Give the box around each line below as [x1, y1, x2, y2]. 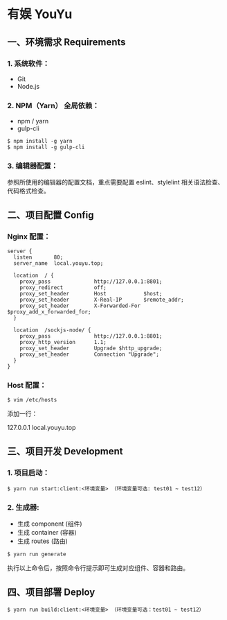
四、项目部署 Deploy [7, 586, 96, 598]
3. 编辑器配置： [7, 161, 59, 171]
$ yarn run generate [7, 551, 67, 558]
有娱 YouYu [7, 6, 73, 22]
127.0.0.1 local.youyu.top [7, 424, 76, 432]
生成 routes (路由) [17, 537, 68, 545]
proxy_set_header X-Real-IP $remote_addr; [19, 296, 185, 304]
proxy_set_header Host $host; [19, 291, 163, 298]
